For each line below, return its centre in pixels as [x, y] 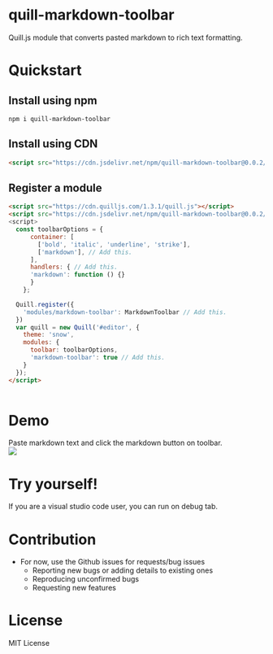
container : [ [52, 237]
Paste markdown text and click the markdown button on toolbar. [115, 443]
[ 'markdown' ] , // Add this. [85, 252]
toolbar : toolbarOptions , [74, 350]
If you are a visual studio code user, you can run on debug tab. [113, 507]
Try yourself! [53, 484]
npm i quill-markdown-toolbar [60, 119]
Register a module [56, 188]
